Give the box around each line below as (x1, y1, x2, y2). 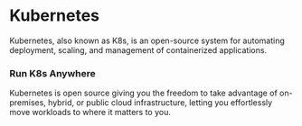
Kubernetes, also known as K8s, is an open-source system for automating (9, 35, 285, 46)
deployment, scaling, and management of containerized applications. (9, 44, 268, 55)
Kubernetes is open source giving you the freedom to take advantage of (9, 87, 278, 99)
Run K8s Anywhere (9, 67, 97, 79)
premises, (9, 97, 47, 108)
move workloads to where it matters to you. (9, 107, 172, 118)
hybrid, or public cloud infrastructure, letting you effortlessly (48, 97, 273, 108)
